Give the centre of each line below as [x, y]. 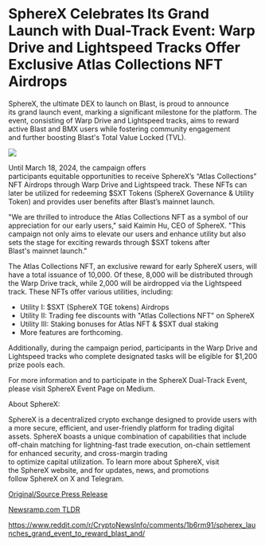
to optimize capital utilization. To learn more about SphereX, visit [114, 462]
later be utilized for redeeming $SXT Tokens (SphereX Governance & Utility [131, 193]
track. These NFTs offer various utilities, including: [91, 291]
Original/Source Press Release [58, 493]
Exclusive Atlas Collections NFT [116, 65]
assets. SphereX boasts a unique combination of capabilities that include [127, 436]
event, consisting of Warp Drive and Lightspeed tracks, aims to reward [124, 120]
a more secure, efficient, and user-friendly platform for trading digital [121, 427]
